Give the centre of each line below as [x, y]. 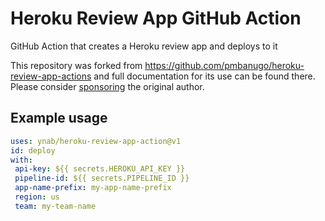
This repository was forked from [76, 65]
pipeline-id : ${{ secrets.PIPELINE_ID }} [102, 178]
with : [21, 160]
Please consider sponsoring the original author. [107, 86]
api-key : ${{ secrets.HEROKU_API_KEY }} [100, 169]
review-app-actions [51, 76]
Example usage [59, 118]
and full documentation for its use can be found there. [204, 76]
